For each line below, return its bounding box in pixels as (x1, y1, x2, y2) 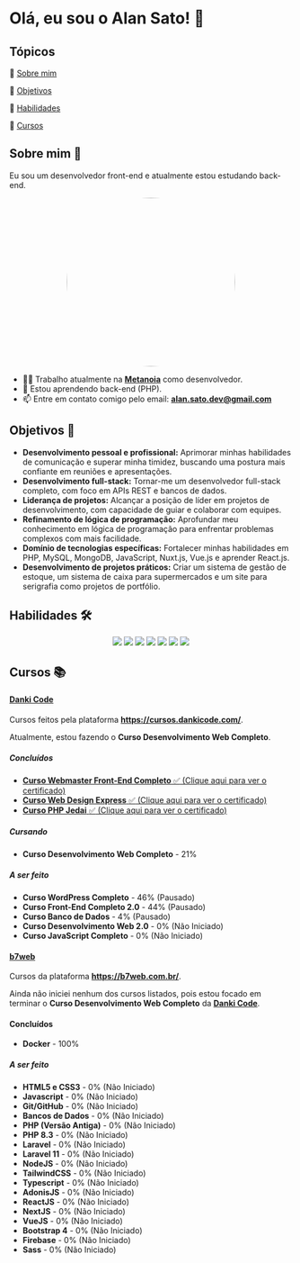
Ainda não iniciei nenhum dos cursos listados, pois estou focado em (9, 988, 262, 999)
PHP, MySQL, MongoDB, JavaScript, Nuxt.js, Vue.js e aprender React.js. (22, 552, 290, 563)
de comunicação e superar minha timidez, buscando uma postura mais (22, 456, 286, 467)
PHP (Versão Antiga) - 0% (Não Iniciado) (22, 1120, 177, 1131)
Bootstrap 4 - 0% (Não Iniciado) (22, 1225, 143, 1236)
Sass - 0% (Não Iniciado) (22, 1244, 117, 1255)
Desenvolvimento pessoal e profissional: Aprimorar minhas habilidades (22, 447, 292, 457)
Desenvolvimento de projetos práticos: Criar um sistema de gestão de (22, 562, 287, 573)
